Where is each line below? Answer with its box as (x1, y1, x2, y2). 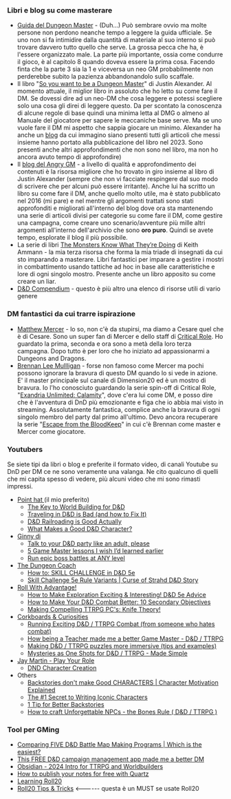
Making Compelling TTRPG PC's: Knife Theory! (27, 605, 161, 613)
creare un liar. (16, 278, 56, 286)
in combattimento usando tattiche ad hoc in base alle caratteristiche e (16, 262, 215, 271)
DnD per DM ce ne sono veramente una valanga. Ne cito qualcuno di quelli (7, 467, 219, 475)
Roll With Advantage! (16, 583, 77, 591)
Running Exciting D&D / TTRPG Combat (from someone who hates (27, 619, 215, 628)
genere (16, 292, 38, 300)
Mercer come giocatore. (16, 427, 86, 435)
